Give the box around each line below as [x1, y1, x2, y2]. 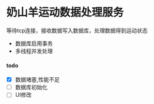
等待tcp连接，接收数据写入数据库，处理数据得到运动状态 [6, 27, 148, 34]
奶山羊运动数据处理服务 [6, 5, 124, 19]
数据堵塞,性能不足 [15, 76, 60, 83]
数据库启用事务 [15, 40, 53, 47]
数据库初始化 [15, 83, 47, 91]
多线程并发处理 [15, 47, 53, 55]
